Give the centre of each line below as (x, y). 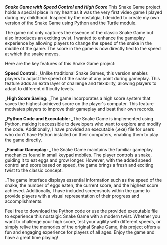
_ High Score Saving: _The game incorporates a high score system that (78, 98)
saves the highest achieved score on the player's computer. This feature (79, 104)
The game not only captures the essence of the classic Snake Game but (79, 33)
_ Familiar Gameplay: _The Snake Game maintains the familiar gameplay (79, 149)
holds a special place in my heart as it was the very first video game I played (83, 12)
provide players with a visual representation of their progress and (72, 196)
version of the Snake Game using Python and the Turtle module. (71, 23)
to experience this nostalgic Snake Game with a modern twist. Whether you (83, 216)
